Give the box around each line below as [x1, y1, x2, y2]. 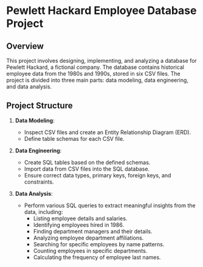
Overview [6, 41, 44, 51]
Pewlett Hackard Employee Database [6, 4, 197, 18]
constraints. [24, 178, 54, 185]
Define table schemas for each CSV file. [24, 135, 125, 142]
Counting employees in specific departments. [33, 247, 148, 254]
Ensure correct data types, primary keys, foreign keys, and [24, 171, 171, 179]
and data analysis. [6, 83, 52, 90]
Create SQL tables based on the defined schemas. [24, 158, 151, 166]
